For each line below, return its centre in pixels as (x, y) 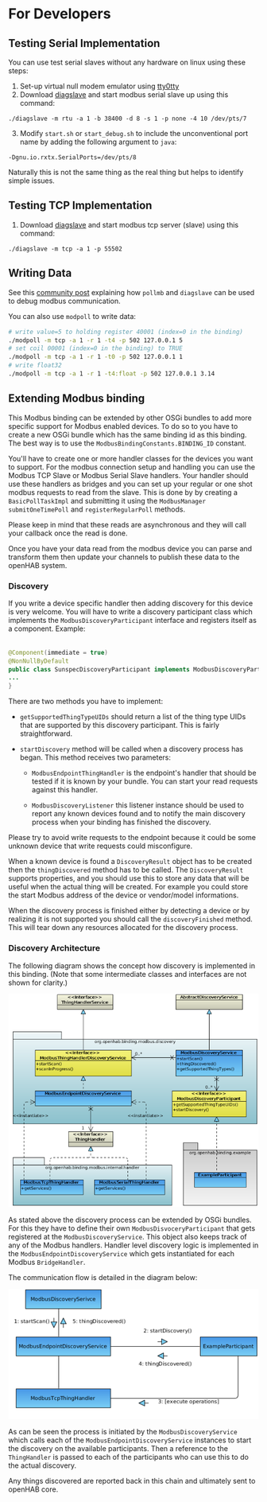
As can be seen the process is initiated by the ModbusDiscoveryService (123, 1432)
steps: (18, 71)
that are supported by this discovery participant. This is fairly (120, 726)
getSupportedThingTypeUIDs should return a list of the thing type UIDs (133, 717)
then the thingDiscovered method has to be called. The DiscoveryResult (126, 870)
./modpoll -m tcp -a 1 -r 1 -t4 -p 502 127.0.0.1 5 (95, 340)
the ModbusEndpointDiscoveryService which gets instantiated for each (122, 1253)
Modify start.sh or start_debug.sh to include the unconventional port (134, 133)
